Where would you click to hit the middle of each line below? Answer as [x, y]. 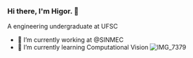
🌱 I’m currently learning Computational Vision [83, 48]
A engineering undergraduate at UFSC [62, 27]
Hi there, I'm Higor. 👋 [43, 11]
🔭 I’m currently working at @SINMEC [71, 40]
